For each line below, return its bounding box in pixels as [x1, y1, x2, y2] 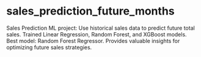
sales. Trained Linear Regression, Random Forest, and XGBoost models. [6, 30, 188, 38]
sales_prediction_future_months [6, 4, 175, 18]
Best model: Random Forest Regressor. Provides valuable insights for [6, 37, 180, 44]
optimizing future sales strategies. [6, 44, 92, 51]
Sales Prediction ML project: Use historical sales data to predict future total [6, 24, 196, 32]
